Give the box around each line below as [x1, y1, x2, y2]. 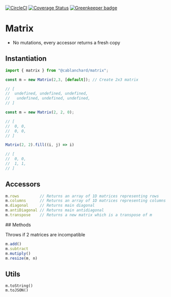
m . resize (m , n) [5, 256, 38, 261]
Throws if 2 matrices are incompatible [5, 231, 85, 237]
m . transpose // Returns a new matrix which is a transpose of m [5, 212, 153, 218]
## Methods [5, 221, 31, 228]
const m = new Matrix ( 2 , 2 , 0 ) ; [5, 110, 74, 115]
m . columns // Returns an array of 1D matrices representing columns [5, 198, 166, 204]
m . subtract [5, 246, 29, 251]
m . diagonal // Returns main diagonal [5, 203, 95, 208]
